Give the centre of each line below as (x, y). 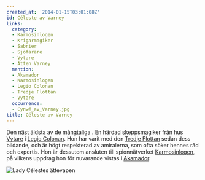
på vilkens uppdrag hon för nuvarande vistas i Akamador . (79, 158)
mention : (23, 69)
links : (15, 23)
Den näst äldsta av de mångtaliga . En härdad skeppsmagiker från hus (95, 132)
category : (24, 29)
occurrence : (27, 103)
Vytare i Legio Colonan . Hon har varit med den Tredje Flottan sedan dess (99, 139)
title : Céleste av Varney (39, 115)
